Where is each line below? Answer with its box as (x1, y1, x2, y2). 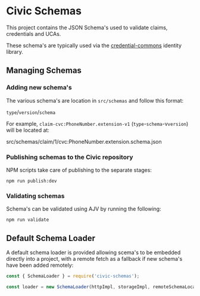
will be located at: (6, 127, 49, 134)
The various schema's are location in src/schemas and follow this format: (6, 97, 184, 104)
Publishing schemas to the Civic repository (6, 153, 133, 161)
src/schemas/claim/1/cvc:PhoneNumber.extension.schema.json (6, 138, 162, 145)
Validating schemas (6, 192, 65, 200)
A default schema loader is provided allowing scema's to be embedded (6, 249, 181, 256)
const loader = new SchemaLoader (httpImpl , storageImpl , (6, 283, 151, 290)
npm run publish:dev (6, 178, 58, 184)
